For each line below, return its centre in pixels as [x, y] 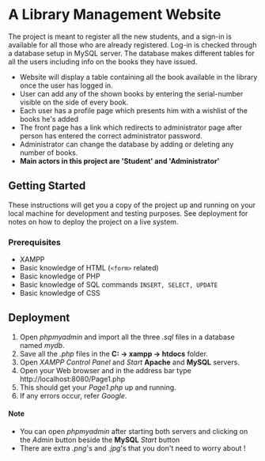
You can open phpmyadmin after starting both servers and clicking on [134, 432]
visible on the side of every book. [74, 102]
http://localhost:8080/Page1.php [72, 379]
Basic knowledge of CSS [60, 293]
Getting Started [47, 186]
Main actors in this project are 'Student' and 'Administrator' [119, 161]
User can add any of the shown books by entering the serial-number [131, 93]
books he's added [49, 119]
